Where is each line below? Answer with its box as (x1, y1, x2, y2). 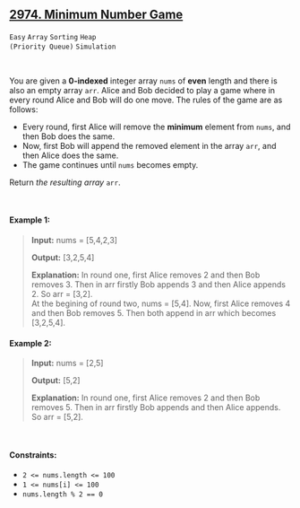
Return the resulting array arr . (9, 177, 121, 188)
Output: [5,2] (30, 375, 81, 386)
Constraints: (9, 449, 57, 460)
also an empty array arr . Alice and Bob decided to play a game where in (9, 84, 276, 95)
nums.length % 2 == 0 (21, 490, 103, 499)
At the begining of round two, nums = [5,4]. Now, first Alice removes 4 (30, 298, 291, 309)
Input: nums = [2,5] (30, 358, 104, 369)
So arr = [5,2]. (30, 412, 83, 423)
